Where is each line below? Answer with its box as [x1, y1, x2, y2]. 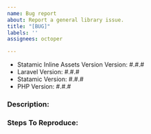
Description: [7, 100, 49, 109]
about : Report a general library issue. [7, 16, 125, 23]
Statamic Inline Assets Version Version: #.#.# [16, 60, 145, 69]
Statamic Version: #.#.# [16, 75, 84, 83]
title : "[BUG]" [7, 23, 51, 30]
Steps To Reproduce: [7, 118, 79, 127]
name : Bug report [7, 10, 57, 17]
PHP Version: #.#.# [16, 82, 71, 91]
